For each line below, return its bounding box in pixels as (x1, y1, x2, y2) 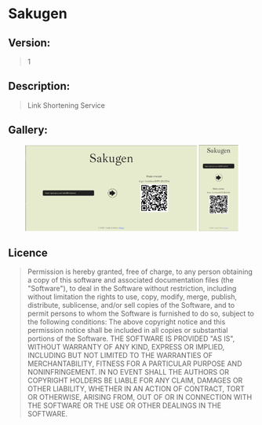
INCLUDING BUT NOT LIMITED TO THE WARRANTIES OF (27, 351, 213, 360)
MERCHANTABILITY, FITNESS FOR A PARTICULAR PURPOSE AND (27, 359, 242, 368)
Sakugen (8, 5, 68, 23)
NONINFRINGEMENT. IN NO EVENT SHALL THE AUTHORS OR (27, 368, 230, 377)
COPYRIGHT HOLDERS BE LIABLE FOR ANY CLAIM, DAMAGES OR (27, 375, 243, 386)
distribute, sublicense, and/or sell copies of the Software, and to (27, 301, 235, 310)
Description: (8, 79, 71, 93)
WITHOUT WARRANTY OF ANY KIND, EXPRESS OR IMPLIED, (27, 342, 225, 352)
